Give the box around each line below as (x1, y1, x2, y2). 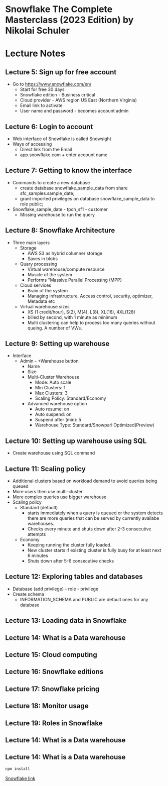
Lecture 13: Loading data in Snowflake (5, 616, 127, 625)
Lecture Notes (5, 48, 66, 59)
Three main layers (12, 240, 50, 246)
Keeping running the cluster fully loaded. (27, 542, 112, 548)
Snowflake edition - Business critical (20, 92, 95, 98)
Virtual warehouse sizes (20, 303, 70, 309)
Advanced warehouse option (27, 401, 87, 407)
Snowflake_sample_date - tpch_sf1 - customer (12, 206, 108, 212)
